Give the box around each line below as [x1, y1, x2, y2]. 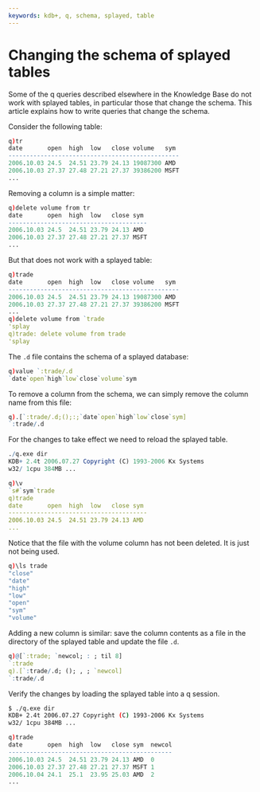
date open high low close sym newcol [8, 741, 173, 749]
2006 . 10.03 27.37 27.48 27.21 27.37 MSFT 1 [8, 763, 155, 771]
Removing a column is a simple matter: [8, 188, 135, 198]
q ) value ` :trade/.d [8, 367, 73, 375]
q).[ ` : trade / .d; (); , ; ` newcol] [8, 667, 123, 675]
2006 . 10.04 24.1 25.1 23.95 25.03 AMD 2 [8, 770, 155, 778]
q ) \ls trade [8, 563, 48, 570]
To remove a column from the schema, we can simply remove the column [8, 389, 249, 398]
